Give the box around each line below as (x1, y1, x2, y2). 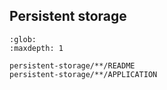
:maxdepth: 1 (9, 43, 64, 53)
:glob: (9, 34, 37, 44)
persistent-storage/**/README (9, 60, 136, 71)
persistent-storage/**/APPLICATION (9, 69, 158, 79)
